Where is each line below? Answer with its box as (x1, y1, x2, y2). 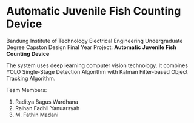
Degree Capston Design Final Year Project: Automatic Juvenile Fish (6, 44, 177, 51)
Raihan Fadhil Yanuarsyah (15, 104, 80, 111)
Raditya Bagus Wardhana (15, 98, 79, 105)
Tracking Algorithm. (6, 75, 56, 82)
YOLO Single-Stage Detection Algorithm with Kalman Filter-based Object (6, 68, 188, 75)
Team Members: (6, 86, 47, 93)
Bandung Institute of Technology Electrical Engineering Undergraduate (6, 37, 183, 44)
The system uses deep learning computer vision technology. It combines (6, 62, 188, 69)
